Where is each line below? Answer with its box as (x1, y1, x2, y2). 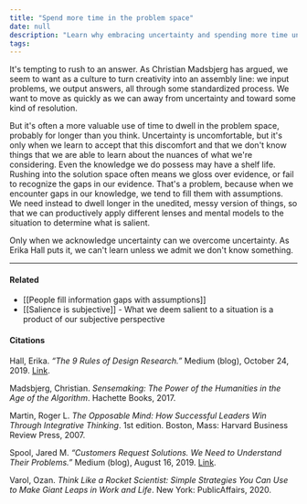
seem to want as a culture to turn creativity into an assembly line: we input (9, 74, 290, 85)
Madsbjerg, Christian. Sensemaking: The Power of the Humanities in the (9, 383, 281, 394)
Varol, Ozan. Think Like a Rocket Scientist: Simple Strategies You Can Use (9, 474, 289, 485)
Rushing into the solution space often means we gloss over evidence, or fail (9, 169, 294, 180)
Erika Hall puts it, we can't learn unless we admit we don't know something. (9, 245, 294, 256)
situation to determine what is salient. (9, 217, 151, 228)
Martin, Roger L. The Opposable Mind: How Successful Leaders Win (9, 410, 267, 421)
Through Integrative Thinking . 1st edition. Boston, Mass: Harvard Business (9, 419, 289, 430)
